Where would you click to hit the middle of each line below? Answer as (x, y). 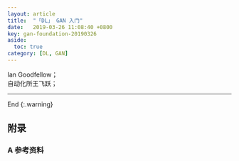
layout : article (31, 14)
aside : (17, 40)
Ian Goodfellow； (33, 74)
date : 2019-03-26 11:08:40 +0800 (60, 27)
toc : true (28, 47)
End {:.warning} (30, 104)
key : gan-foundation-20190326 (52, 34)
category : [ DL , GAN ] (38, 54)
